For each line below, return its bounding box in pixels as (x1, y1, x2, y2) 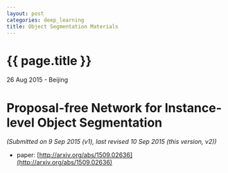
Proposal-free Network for (6, 100, 162, 116)
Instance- (164, 100, 222, 116)
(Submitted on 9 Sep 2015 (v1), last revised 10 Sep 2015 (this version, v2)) (6, 138, 217, 146)
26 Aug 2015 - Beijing (6, 75, 69, 84)
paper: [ (16, 151, 40, 159)
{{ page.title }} (6, 53, 92, 69)
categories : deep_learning (6, 17, 85, 24)
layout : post (6, 10, 44, 17)
